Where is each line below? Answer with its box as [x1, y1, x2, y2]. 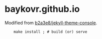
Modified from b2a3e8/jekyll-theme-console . [4, 20, 98, 26]
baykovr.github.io [4, 3, 80, 15]
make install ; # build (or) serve [13, 29, 88, 34]
